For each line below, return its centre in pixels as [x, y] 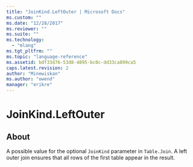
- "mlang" [24, 46]
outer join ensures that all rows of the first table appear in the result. [91, 158]
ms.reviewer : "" [27, 29]
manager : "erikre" [29, 85]
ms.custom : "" [24, 17]
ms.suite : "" [23, 34]
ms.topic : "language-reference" [47, 57]
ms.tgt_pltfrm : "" [29, 51]
